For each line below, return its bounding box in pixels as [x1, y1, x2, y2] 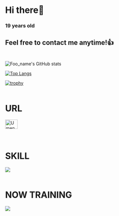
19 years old [5, 22, 35, 29]
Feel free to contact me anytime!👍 [5, 38, 114, 47]
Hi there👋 [5, 4, 45, 16]
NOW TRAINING [5, 189, 72, 201]
